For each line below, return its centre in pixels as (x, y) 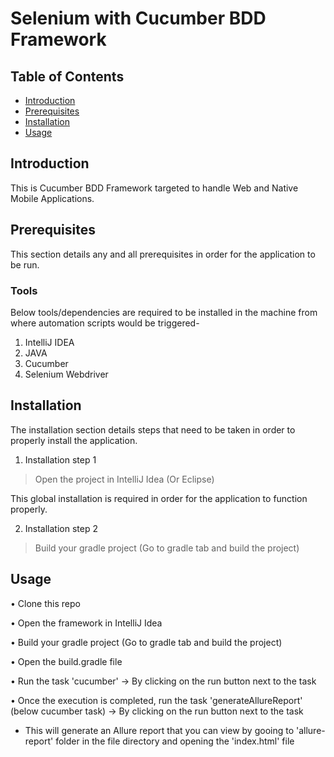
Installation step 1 (60, 459)
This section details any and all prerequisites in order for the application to (163, 254)
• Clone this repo (45, 603)
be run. (25, 264)
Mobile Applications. (52, 198)
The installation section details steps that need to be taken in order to (153, 429)
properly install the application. (74, 440)
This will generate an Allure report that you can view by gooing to (159, 730)
